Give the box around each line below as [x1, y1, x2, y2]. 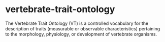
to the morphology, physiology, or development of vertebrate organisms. [5, 31, 157, 37]
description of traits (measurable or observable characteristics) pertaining [5, 25, 160, 31]
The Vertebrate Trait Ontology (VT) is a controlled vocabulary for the [5, 20, 149, 26]
